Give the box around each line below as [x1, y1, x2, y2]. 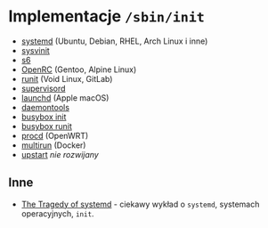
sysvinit [20, 45, 50, 55]
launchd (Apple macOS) [20, 92, 110, 103]
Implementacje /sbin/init [8, 6, 206, 27]
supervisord [20, 83, 66, 94]
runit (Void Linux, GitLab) [20, 73, 113, 84]
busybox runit [20, 120, 72, 131]
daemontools [20, 102, 70, 112]
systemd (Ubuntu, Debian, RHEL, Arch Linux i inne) [20, 36, 208, 46]
